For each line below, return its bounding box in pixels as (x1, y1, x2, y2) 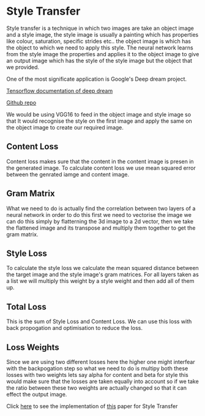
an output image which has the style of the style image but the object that (6, 57, 193, 64)
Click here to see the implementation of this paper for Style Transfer (6, 403, 178, 410)
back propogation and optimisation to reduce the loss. (6, 324, 143, 332)
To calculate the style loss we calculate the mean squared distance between (6, 265, 199, 272)
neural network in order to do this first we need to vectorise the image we (6, 211, 192, 218)
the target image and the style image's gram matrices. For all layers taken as (6, 271, 199, 279)
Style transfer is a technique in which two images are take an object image (6, 24, 194, 32)
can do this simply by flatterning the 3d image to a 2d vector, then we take (6, 217, 194, 225)
